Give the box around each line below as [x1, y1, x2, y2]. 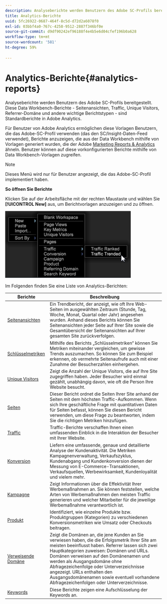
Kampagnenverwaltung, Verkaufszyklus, [49, 453, 133, 459]
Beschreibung [89, 294, 120, 300]
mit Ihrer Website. [49, 435, 86, 441]
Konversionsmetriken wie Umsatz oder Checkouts [49, 520, 152, 526]
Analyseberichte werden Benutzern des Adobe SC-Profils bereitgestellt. [5, 99, 153, 105]
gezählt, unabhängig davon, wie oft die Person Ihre [49, 379, 154, 385]
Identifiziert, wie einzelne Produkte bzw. [49, 509, 132, 515]
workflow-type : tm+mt [5, 34, 50, 39]
